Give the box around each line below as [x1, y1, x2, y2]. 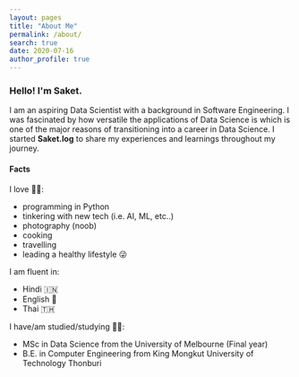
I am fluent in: [9, 266, 60, 276]
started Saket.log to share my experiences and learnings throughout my [9, 134, 276, 145]
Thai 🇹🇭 [21, 302, 56, 314]
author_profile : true [9, 55, 90, 64]
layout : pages [9, 13, 63, 22]
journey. [9, 143, 39, 153]
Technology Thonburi [21, 357, 102, 368]
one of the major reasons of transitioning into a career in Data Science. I [9, 124, 275, 135]
